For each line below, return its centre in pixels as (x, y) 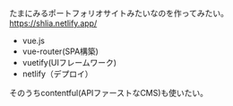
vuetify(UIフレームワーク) (69, 62)
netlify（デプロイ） (57, 74)
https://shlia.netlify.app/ (53, 23)
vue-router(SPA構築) (60, 51)
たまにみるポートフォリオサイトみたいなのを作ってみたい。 (119, 13)
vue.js (33, 40)
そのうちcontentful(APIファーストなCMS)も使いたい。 (109, 93)
